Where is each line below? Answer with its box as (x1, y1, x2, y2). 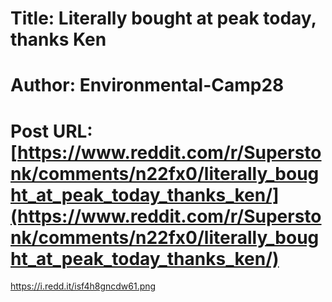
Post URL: (10, 120, 93, 142)
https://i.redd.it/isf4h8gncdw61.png (10, 280, 157, 292)
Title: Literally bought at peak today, (10, 7, 317, 30)
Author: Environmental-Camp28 (10, 74, 285, 97)
